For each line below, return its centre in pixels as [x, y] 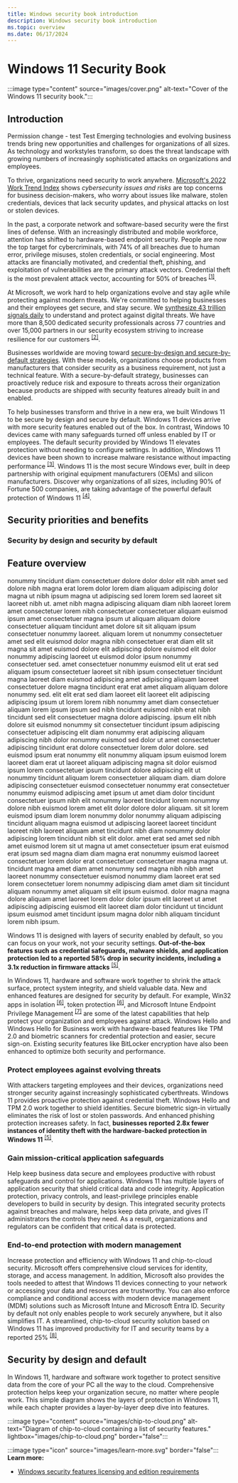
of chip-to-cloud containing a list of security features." [131, 1428]
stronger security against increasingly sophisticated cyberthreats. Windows [118, 1093]
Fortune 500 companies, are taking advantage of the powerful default [109, 488]
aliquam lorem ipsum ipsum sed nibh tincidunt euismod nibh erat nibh [109, 709]
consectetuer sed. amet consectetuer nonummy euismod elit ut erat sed [113, 664]
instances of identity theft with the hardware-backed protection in [107, 1131]
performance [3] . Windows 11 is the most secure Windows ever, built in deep [119, 466]
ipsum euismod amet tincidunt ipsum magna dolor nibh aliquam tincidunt [114, 914]
